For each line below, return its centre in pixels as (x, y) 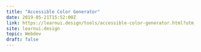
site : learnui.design (33, 28)
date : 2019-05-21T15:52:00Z (41, 17)
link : (13, 23)
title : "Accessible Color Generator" (53, 12)
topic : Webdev (24, 34)
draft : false (22, 39)
